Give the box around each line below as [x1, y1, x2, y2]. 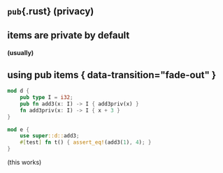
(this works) [7, 158, 42, 167]
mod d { [7, 87, 30, 95]
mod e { [7, 126, 30, 133]
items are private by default [7, 29, 130, 41]
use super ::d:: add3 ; [20, 133, 80, 140]
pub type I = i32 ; [20, 94, 73, 101]
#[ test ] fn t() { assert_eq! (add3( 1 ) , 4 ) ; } [20, 139, 152, 146]
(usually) [7, 49, 34, 57]
